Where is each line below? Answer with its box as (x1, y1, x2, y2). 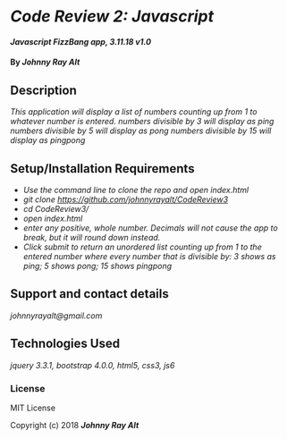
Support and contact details (10, 286, 169, 301)
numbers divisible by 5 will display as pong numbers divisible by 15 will (10, 125, 272, 136)
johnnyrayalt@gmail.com (10, 310, 103, 321)
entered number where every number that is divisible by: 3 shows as (22, 251, 276, 261)
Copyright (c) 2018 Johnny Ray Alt (10, 419, 139, 430)
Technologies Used (10, 336, 120, 351)
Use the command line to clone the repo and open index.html (22, 185, 249, 195)
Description (10, 82, 77, 97)
